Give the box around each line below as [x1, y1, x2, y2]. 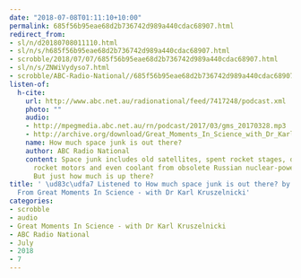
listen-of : [9, 80, 50, 89]
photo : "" [25, 105, 63, 114]
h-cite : [17, 88, 47, 97]
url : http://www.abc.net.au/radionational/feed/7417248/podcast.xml [25, 96, 287, 106]
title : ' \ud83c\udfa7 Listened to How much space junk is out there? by [9, 180, 291, 189]
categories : [9, 196, 54, 206]
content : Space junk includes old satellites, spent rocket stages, [25, 154, 287, 164]
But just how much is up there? [32, 171, 154, 180]
